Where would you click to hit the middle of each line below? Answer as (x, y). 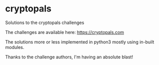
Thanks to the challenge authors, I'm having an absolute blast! (69, 57)
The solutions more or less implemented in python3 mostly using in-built (80, 42)
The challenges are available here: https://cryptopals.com (64, 32)
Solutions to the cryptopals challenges (45, 22)
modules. (15, 47)
